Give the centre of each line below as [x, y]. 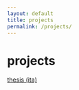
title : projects [30, 20]
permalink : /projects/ [39, 26]
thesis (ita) [22, 80]
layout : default [30, 13]
